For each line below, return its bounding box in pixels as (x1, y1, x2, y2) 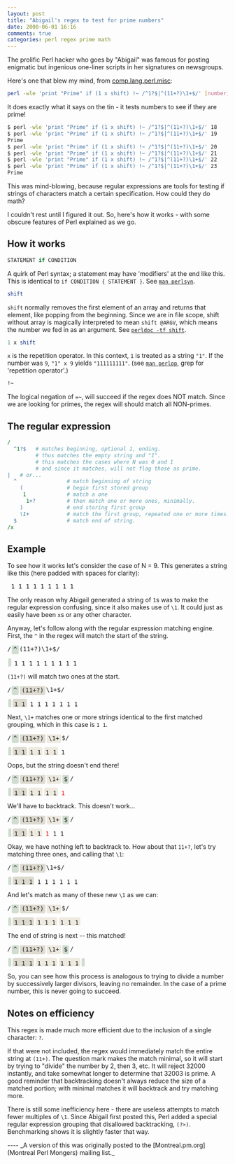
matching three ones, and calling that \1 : (7, 850, 124, 859)
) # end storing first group (20, 504, 145, 511)
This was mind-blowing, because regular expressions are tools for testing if (7, 182, 225, 190)
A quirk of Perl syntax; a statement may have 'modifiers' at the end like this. (7, 269, 225, 277)
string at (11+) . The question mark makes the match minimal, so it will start (7, 1055, 223, 1062)
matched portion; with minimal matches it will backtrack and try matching (7, 1084, 219, 1093)
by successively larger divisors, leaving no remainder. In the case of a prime (7, 980, 227, 988)
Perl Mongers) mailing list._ (36, 1149, 115, 1156)
